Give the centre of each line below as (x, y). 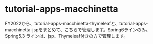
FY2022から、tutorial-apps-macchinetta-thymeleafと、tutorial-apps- (77, 23)
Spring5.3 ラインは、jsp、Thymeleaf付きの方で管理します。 (67, 36)
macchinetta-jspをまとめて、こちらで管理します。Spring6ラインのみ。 (78, 30)
